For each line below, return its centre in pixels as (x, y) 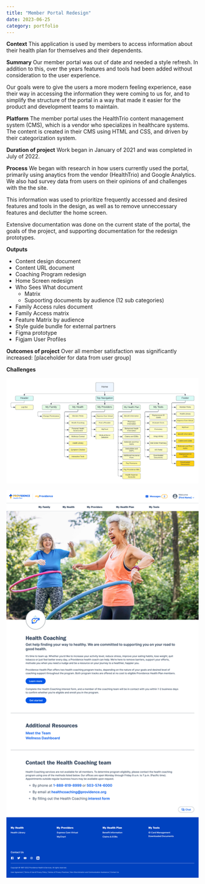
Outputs (17, 249)
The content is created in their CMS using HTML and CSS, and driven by (97, 132)
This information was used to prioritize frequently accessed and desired (97, 200)
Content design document (48, 261)
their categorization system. (41, 138)
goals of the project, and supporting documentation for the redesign (92, 231)
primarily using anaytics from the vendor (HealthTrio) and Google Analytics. (101, 175)
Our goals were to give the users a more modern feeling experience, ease (99, 87)
